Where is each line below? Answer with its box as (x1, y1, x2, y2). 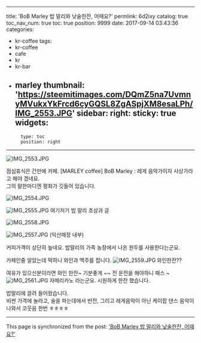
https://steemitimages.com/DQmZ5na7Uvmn (17, 89, 191, 100)
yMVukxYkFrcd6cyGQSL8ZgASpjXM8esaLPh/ (14, 99, 193, 109)
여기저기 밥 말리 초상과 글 (50, 206, 109, 213)
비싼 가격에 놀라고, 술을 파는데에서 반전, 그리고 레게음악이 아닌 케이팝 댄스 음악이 (6, 297, 194, 304)
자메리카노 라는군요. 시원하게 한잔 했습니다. (49, 276, 151, 284)
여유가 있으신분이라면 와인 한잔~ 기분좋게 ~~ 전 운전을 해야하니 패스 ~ (6, 269, 170, 276)
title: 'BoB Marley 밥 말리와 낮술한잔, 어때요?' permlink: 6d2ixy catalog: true (6, 13, 188, 20)
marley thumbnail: (14, 80, 85, 91)
